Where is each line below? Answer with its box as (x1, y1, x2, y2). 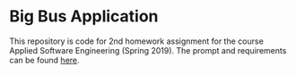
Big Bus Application (9, 6, 159, 27)
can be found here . (9, 54, 80, 65)
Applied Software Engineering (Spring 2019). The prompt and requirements (9, 45, 287, 55)
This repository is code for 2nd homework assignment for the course (9, 36, 265, 46)
